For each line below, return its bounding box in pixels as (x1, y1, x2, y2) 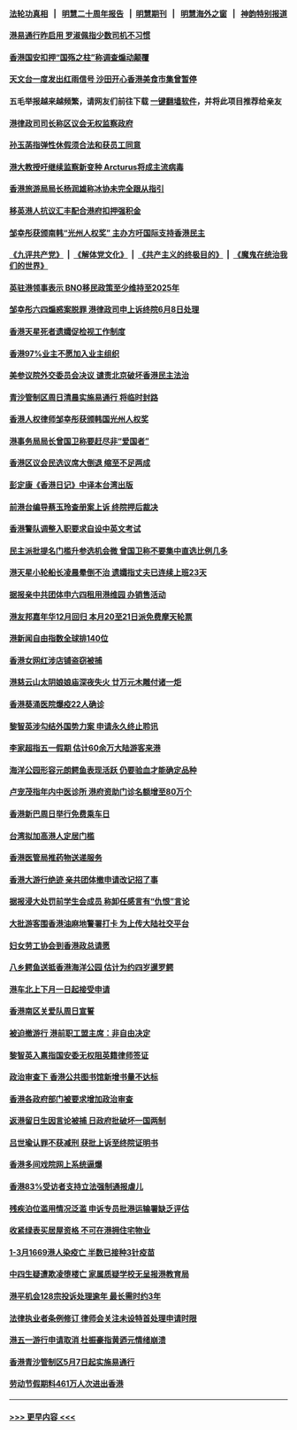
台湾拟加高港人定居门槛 (9, 830, 95, 841)
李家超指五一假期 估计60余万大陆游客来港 (9, 742, 161, 753)
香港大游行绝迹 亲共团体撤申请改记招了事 (9, 874, 159, 885)
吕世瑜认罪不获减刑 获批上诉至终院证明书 (9, 1137, 159, 1147)
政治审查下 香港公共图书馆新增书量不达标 (9, 1072, 159, 1083)
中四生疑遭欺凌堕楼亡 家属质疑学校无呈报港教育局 (9, 1269, 190, 1279)
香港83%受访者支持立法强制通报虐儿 (9, 1181, 144, 1192)
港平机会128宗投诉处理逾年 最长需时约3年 (9, 1291, 162, 1302)
